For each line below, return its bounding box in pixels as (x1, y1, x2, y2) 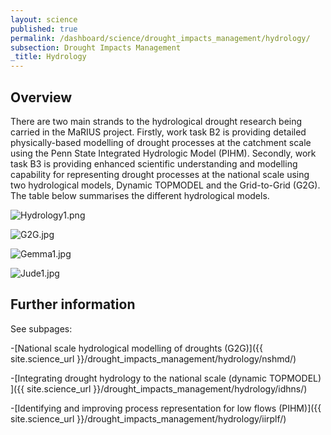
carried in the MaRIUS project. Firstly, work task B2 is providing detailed (10, 126, 307, 138)
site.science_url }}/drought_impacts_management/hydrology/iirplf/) (10, 412, 287, 425)
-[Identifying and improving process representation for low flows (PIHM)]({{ (10, 402, 322, 414)
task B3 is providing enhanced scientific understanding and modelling (10, 157, 298, 170)
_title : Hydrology (10, 52, 87, 62)
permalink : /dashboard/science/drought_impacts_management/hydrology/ (10, 33, 311, 43)
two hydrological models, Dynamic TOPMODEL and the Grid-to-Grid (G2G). (10, 179, 321, 191)
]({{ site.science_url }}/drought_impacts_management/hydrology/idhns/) (10, 382, 308, 395)
